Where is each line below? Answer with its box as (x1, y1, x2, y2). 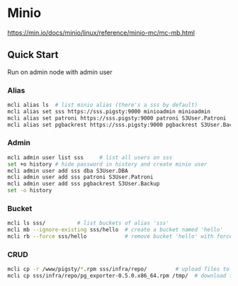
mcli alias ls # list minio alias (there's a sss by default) (7, 101, 198, 109)
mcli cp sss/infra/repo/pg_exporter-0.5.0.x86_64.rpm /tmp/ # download (7, 273, 227, 280)
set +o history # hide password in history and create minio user (7, 161, 208, 168)
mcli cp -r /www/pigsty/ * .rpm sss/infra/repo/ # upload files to (7, 265, 230, 273)
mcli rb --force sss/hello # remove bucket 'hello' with (7, 233, 214, 240)
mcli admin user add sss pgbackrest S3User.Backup (7, 181, 160, 188)
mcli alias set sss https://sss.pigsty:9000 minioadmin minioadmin (7, 108, 211, 115)
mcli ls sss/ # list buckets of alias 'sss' (7, 219, 170, 227)
